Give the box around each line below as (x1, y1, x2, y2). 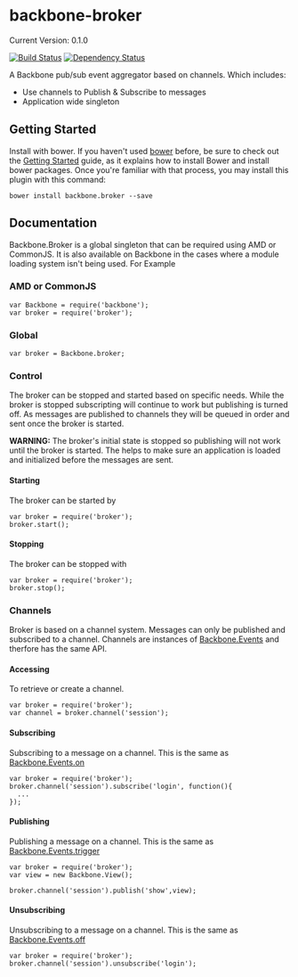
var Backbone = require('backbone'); (9, 300, 149, 309)
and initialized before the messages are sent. (9, 455, 174, 465)
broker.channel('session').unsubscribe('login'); (9, 959, 197, 968)
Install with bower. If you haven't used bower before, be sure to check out (9, 145, 279, 156)
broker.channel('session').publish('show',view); (9, 886, 197, 895)
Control (9, 370, 43, 382)
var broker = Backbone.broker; (9, 349, 125, 358)
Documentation (9, 216, 98, 231)
